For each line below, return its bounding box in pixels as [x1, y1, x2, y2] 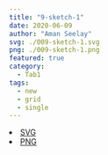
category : [9, 63, 46, 71]
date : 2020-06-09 [9, 21, 73, 30]
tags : [9, 78, 29, 87]
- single [17, 103, 49, 112]
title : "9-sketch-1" [9, 12, 85, 22]
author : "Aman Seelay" [9, 29, 92, 38]
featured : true [9, 54, 65, 63]
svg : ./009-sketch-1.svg [9, 37, 100, 47]
